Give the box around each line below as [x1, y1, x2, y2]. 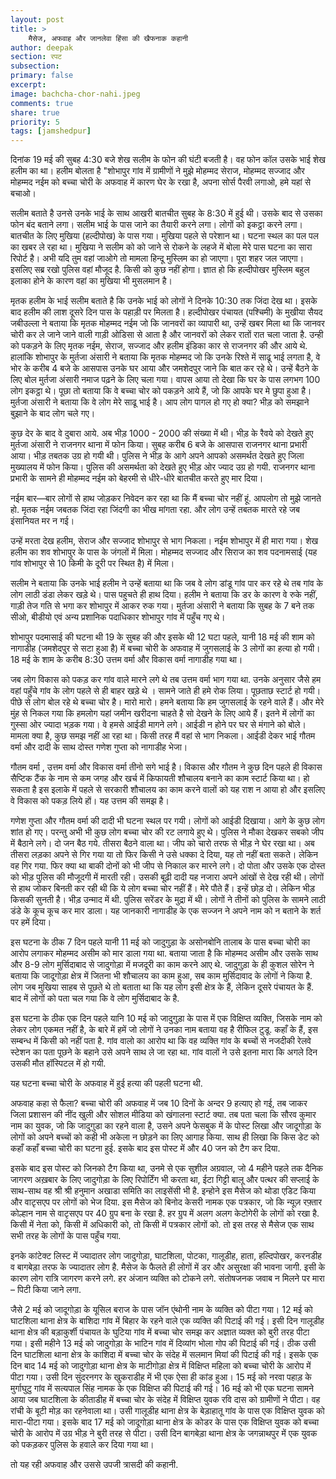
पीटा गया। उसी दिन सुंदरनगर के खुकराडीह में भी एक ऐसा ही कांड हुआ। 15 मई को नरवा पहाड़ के [10, 1371, 312, 1383]
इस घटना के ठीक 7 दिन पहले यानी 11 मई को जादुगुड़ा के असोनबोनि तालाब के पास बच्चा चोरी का [10, 936, 311, 948]
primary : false [10, 71, 74, 81]
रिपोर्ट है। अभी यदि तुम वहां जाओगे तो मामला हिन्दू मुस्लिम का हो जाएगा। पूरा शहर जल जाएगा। [10, 252, 305, 265]
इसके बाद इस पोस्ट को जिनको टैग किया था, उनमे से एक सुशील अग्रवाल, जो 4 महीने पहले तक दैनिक [10, 1162, 324, 1175]
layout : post [10, 14, 65, 25]
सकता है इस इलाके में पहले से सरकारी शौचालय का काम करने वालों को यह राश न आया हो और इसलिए [10, 784, 326, 796]
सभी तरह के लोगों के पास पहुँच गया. [10, 1230, 122, 1242]
